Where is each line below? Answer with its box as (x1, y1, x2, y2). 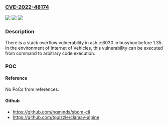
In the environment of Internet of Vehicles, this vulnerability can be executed (5, 45, 163, 51)
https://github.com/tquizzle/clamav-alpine (12, 114, 100, 120)
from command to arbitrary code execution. (5, 50, 95, 56)
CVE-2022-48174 (5, 4, 49, 11)
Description (5, 28, 35, 35)
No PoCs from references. (5, 86, 59, 92)
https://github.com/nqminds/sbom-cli (12, 109, 90, 115)
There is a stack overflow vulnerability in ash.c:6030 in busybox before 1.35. (5, 39, 163, 46)
